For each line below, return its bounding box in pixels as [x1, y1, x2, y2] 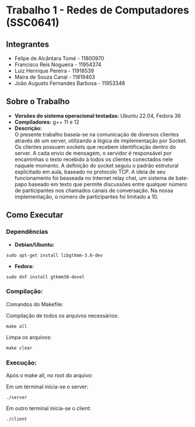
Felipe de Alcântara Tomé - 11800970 [14, 55, 105, 62]
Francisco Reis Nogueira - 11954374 [14, 61, 102, 68]
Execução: [6, 358, 37, 367]
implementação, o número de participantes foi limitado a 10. [14, 193, 159, 200]
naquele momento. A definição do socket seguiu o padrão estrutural [14, 162, 179, 169]
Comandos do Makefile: [6, 300, 64, 308]
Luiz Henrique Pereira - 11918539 [14, 67, 95, 74]
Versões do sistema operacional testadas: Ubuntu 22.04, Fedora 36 [14, 112, 181, 119]
